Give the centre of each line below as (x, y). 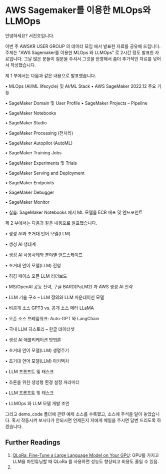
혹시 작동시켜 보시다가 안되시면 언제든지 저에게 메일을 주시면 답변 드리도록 (84, 420)
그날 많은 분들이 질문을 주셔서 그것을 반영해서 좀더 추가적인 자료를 (88, 58)
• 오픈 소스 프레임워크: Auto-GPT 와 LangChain (52, 318)
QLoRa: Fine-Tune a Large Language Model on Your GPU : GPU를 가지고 (85, 455)
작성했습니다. (23, 65)
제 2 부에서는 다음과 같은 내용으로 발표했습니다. (51, 223)
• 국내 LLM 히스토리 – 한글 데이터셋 (40, 329)
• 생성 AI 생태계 (20, 244)
